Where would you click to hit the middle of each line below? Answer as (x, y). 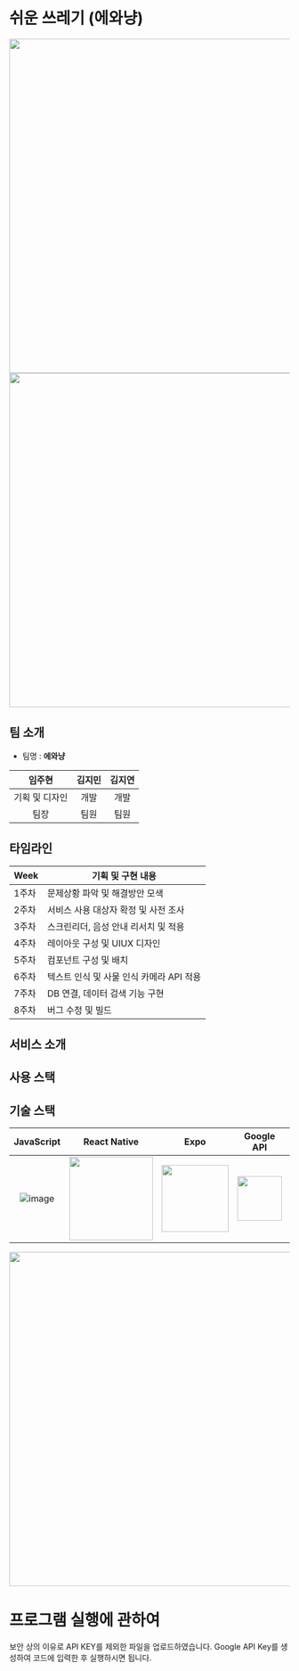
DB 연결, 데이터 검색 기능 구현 (106, 993)
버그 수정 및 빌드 (80, 1010)
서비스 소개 (38, 1044)
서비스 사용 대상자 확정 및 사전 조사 (116, 910)
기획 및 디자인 (41, 797)
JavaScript (37, 1142)
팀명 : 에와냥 (44, 756)
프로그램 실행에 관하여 (85, 1621)
